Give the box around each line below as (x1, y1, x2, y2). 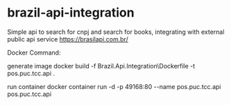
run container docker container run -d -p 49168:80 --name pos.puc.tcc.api (7, 82, 221, 90)
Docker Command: (7, 48, 61, 57)
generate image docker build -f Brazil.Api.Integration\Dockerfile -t (7, 61, 196, 70)
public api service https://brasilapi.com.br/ (7, 35, 128, 43)
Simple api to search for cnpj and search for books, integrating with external (7, 28, 225, 36)
